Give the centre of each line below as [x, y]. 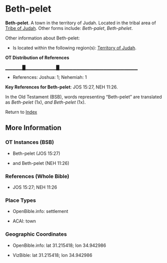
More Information [33, 128]
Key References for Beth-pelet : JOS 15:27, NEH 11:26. [61, 87]
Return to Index [21, 112]
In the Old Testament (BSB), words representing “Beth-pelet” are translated [83, 97]
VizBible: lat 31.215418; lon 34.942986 [52, 255]
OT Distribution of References [37, 57]
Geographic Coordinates [36, 234]
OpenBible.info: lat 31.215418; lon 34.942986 [59, 245]
